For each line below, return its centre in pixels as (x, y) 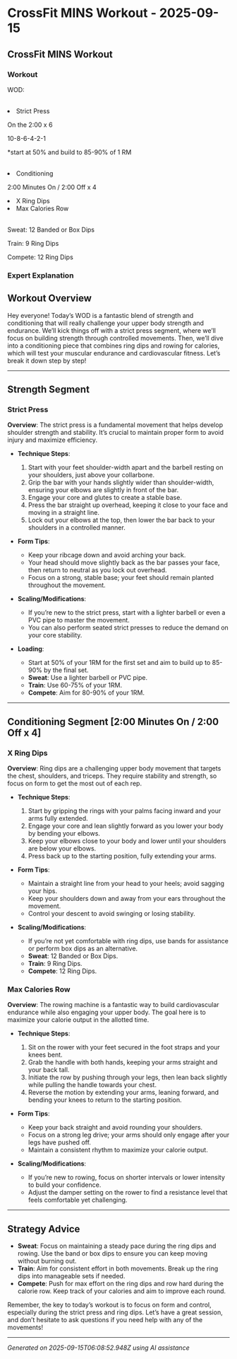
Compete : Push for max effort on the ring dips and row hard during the (121, 1284)
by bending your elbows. (64, 833)
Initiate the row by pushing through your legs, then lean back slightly (128, 1077)
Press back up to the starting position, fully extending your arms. (122, 855)
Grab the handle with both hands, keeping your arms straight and (123, 1062)
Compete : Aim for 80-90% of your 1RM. (86, 693)
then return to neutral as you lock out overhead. (97, 570)
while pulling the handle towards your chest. (92, 1085)
